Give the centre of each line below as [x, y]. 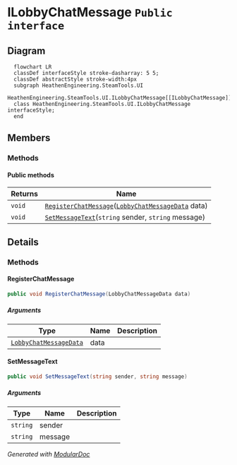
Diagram [26, 51]
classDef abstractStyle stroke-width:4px [75, 79]
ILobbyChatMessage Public [90, 12]
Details [23, 242]
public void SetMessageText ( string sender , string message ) [98, 377]
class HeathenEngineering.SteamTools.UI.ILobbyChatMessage [102, 104]
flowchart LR [33, 67]
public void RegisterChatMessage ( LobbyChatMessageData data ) [99, 294]
